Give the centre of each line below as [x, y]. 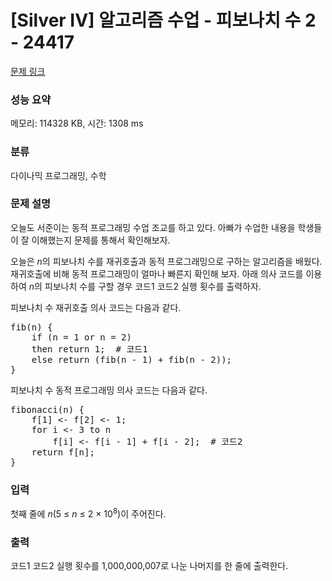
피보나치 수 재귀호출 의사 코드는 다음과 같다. [96, 307]
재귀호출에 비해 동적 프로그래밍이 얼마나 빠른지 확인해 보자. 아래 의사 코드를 [157, 273]
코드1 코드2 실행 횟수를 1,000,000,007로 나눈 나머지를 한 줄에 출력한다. [149, 566]
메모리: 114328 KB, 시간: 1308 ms [77, 123]
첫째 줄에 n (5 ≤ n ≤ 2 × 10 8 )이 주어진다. [88, 513]
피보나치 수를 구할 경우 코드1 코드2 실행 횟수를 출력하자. [153, 286]
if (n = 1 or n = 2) [81, 337]
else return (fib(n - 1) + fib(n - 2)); [132, 359]
